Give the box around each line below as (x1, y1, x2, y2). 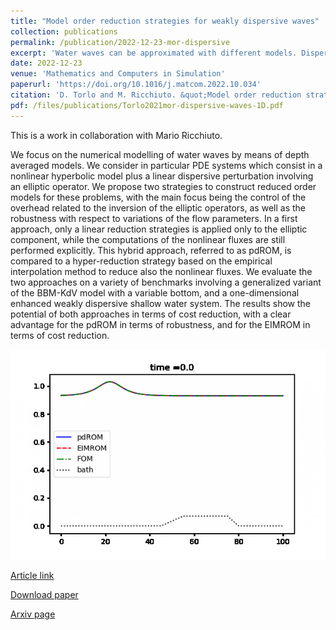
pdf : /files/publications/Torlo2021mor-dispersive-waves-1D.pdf (10, 100, 284, 110)
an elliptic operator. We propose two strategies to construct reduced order (10, 180, 317, 192)
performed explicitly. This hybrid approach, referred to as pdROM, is (10, 244, 292, 256)
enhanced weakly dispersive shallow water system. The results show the (10, 297, 311, 309)
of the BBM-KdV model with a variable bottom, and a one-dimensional (10, 286, 300, 299)
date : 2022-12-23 (10, 58, 83, 69)
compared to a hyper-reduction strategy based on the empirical (10, 255, 273, 267)
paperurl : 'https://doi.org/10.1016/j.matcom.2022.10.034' (10, 80, 262, 90)
